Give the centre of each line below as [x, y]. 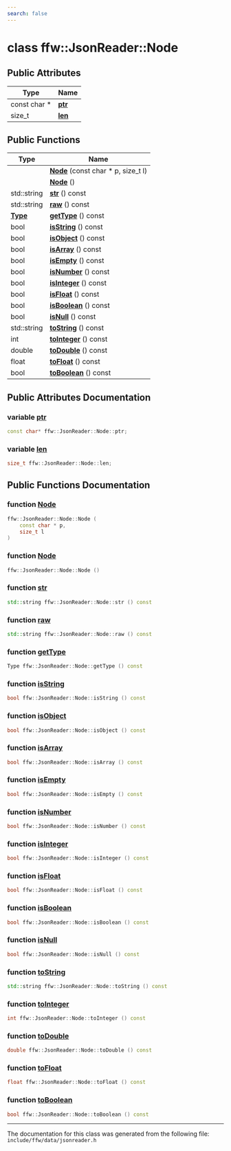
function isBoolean [40, 908]
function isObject [37, 716]
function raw [29, 620]
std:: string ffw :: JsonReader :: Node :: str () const [80, 602]
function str [27, 588]
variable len [27, 449]
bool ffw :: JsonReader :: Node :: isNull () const [73, 954]
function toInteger [38, 1004]
